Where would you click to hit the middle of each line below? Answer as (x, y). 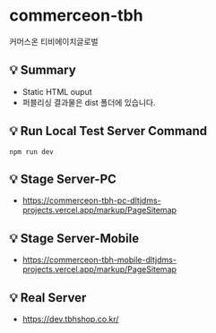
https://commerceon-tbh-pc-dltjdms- (91, 201)
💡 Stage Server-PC (63, 179)
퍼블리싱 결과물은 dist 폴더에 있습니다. (89, 102)
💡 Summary (43, 70)
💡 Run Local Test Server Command (108, 131)
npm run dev (31, 152)
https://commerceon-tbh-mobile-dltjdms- (99, 260)
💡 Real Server (48, 298)
